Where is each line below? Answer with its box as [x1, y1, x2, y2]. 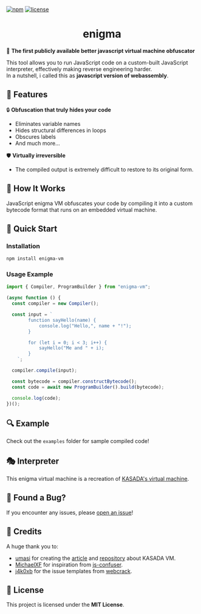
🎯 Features [6, 89, 48, 100]
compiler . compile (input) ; [12, 368, 78, 374]
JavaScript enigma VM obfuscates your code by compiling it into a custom [6, 200, 193, 207]
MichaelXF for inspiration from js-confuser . [15, 560, 123, 568]
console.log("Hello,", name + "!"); [38, 323, 132, 329]
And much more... [15, 139, 60, 147]
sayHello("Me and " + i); [38, 345, 104, 351]
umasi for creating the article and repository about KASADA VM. [15, 554, 176, 562]
